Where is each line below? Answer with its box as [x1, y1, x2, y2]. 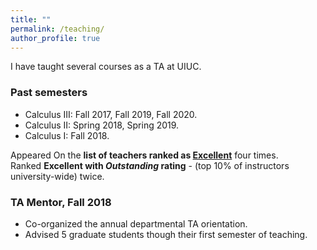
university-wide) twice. [10, 170, 105, 182]
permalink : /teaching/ [10, 24, 105, 34]
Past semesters [10, 86, 88, 100]
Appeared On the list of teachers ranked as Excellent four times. [10, 149, 279, 161]
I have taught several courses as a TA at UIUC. [10, 61, 202, 73]
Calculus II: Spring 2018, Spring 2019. [24, 119, 180, 131]
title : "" [10, 14, 52, 25]
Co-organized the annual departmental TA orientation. [24, 217, 248, 230]
